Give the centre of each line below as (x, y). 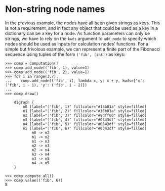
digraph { (24, 102)
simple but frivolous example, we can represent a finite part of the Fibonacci (83, 49)
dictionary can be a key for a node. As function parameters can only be (78, 33)
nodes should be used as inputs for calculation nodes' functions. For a (77, 44)
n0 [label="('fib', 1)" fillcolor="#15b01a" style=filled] (85, 107)
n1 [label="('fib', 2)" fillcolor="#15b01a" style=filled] (85, 111)
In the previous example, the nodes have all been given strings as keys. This (83, 23)
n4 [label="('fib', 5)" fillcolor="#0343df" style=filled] (85, 124)
